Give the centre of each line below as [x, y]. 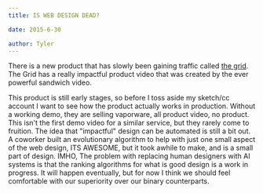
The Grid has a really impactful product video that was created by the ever [128, 75]
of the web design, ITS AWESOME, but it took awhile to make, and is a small [131, 148]
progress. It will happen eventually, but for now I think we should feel [119, 173]
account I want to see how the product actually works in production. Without [132, 106]
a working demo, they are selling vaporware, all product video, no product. [129, 115]
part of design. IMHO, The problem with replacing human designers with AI [129, 156]
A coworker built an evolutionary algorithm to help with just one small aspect [132, 140]
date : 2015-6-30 [35, 29]
